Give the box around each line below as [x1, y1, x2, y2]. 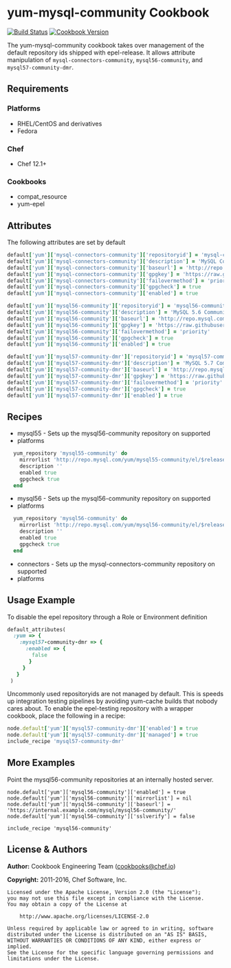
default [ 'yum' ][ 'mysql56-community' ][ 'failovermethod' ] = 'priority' [7, 328, 211, 335]
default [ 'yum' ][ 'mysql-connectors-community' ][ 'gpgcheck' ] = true [7, 284, 201, 290]
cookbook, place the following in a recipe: [7, 712, 126, 720]
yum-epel [16, 200, 45, 208]
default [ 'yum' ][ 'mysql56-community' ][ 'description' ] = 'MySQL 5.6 [7, 309, 201, 316]
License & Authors [7, 844, 88, 856]
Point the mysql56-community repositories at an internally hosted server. [7, 775, 214, 784]
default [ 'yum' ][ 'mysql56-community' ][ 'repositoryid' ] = [7, 302, 170, 310]
